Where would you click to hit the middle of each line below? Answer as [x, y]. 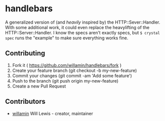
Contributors [25, 102]
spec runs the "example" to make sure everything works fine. [67, 38]
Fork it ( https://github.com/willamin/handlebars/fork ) [67, 65]
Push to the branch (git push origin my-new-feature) [65, 81]
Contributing [25, 53]
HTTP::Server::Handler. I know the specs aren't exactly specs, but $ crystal [82, 32]
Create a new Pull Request [39, 86]
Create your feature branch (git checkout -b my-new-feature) [74, 70]
